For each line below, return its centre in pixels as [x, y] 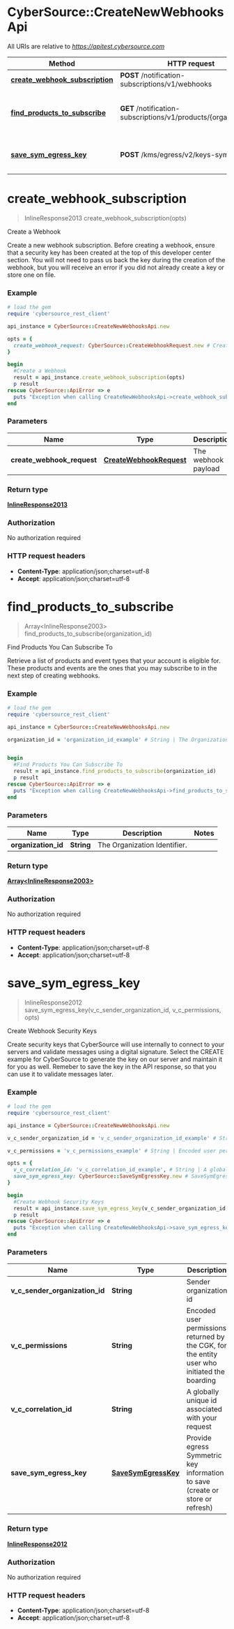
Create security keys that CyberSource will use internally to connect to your [116, 1044]
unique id [202, 1401]
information [205, 1473]
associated [204, 1409]
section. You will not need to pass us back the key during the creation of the [116, 260]
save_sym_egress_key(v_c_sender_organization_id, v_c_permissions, [123, 1009]
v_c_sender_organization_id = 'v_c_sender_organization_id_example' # [112, 1138]
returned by [205, 1337]
